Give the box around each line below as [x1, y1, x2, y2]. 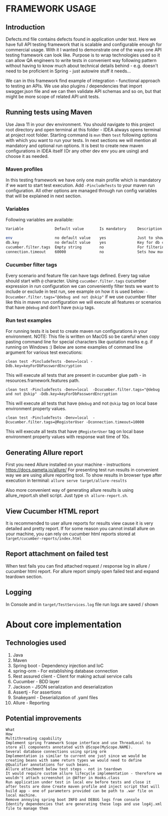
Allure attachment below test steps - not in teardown [5, 767, 122, 772]
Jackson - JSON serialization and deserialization [12, 684, 113, 690]
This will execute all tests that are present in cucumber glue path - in [5, 372, 147, 378]
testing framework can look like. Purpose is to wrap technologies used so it [5, 52, 160, 58]
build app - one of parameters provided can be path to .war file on [5, 789, 154, 794]
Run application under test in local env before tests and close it [5, 780, 151, 785]
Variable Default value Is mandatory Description [5, 226, 163, 231]
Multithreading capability [5, 736, 62, 741]
